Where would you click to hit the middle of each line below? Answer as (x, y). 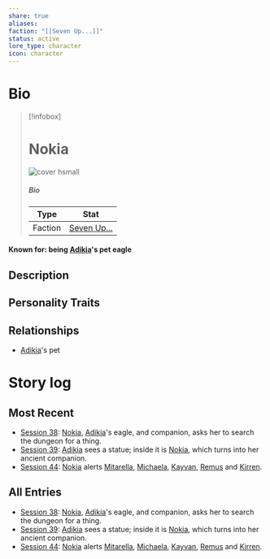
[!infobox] (45, 116)
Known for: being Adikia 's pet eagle (70, 249)
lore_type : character (45, 46)
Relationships (44, 330)
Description (39, 275)
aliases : (23, 24)
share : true (28, 16)
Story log (40, 383)
